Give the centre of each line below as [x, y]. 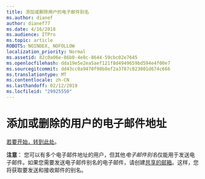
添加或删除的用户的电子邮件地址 [87, 124]
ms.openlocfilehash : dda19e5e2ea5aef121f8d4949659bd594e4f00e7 [88, 63]
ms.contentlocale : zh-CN [38, 80]
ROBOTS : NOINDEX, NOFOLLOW [41, 46]
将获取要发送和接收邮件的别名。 [46, 170]
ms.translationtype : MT [37, 75]
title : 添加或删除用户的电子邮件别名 [48, 12]
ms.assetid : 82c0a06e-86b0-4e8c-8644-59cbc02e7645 [72, 57]
